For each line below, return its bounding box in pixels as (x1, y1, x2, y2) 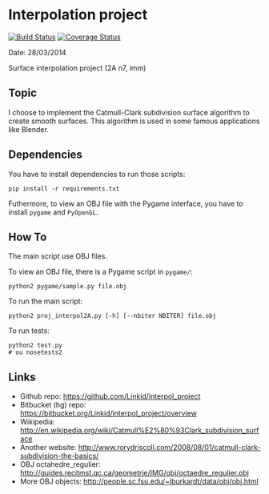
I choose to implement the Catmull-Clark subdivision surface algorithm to (8, 107, 250, 117)
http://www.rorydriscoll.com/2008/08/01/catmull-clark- (78, 443, 261, 452)
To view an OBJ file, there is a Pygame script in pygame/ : (8, 267, 193, 277)
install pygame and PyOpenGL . (8, 207, 98, 217)
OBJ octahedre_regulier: (19, 460, 101, 469)
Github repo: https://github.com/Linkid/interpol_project (19, 392, 201, 401)
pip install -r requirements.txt (8, 184, 120, 193)
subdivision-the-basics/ (19, 451, 99, 461)
